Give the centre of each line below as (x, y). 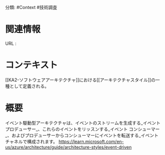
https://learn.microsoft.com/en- (91, 142)
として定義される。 (29, 86)
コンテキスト (32, 65)
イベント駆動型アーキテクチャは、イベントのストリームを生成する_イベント (83, 123)
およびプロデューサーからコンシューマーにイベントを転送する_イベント (85, 135)
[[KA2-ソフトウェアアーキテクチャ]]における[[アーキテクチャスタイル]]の (80, 80)
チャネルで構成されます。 (31, 142)
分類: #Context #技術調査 (31, 7)
